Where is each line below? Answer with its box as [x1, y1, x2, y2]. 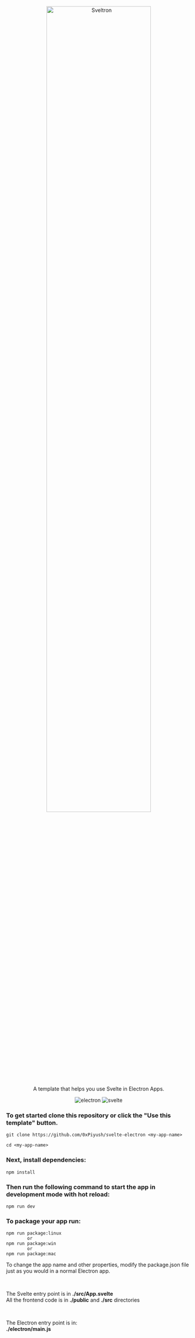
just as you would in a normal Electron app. [6, 1267, 110, 1275]
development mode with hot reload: [6, 1190, 110, 1198]
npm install [6, 1169, 35, 1175]
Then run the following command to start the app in [6, 1183, 156, 1191]
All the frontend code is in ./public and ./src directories [6, 1296, 140, 1304]
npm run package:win [6, 1240, 57, 1247]
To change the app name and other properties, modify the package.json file [6, 1261, 189, 1269]
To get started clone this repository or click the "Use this [6, 1111, 172, 1119]
